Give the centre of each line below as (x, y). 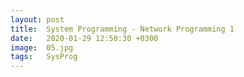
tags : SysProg (44, 57)
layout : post (37, 19)
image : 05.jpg (42, 47)
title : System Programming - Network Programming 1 (122, 29)
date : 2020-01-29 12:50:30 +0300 (84, 38)
